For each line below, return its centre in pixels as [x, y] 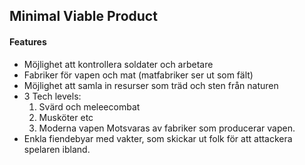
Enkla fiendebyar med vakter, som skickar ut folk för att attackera [158, 138]
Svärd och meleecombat [89, 106]
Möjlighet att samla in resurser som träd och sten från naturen [151, 85]
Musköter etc [66, 117]
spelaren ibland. [57, 149]
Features [28, 41]
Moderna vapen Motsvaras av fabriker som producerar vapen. [167, 128]
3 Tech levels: [52, 96]
